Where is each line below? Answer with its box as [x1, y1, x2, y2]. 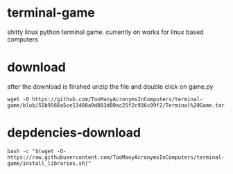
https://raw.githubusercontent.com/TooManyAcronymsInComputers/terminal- [7, 154, 225, 161]
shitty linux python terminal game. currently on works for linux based [7, 28, 204, 36]
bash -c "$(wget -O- [7, 148, 67, 155]
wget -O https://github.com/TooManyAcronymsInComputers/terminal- [7, 96, 203, 103]
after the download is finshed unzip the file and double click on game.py [7, 82, 214, 91]
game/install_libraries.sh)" [7, 159, 92, 167]
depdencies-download [7, 125, 141, 141]
